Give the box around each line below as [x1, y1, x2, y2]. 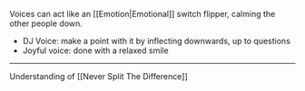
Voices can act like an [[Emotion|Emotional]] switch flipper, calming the [9, 9, 276, 19]
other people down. [9, 18, 84, 29]
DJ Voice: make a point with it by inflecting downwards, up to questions [22, 36, 290, 46]
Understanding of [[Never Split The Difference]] [9, 71, 188, 81]
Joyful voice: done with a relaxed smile [22, 45, 170, 56]
